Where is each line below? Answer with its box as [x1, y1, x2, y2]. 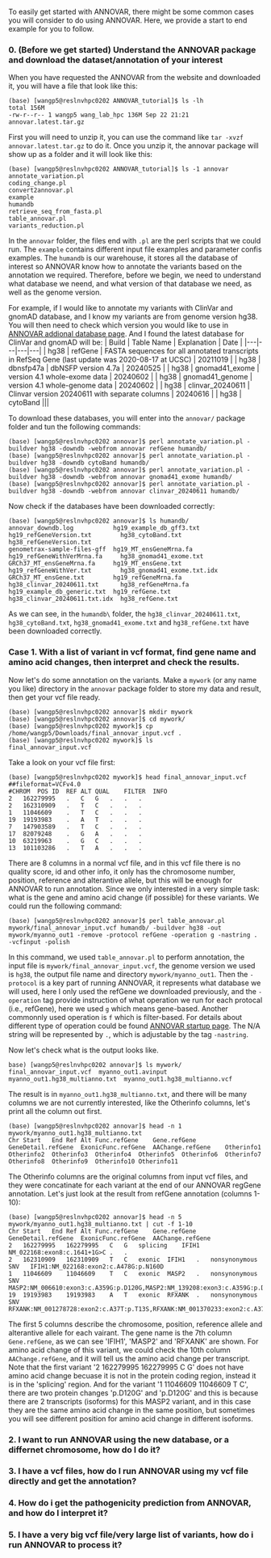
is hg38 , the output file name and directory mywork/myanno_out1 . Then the [8, 969, 248, 979]
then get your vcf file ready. [8, 692, 101, 702]
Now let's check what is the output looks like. [8, 1045, 159, 1055]
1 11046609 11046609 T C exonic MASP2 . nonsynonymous [8, 1269, 258, 1277]
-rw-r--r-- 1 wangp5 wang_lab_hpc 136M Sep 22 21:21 [8, 111, 190, 120]
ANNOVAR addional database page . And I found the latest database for [8, 329, 244, 339]
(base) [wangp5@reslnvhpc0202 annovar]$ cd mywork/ [8, 715, 186, 723]
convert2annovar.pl [8, 186, 74, 195]
